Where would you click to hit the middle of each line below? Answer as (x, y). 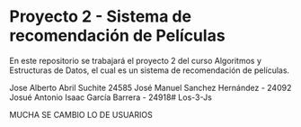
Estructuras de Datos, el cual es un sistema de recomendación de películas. (150, 70)
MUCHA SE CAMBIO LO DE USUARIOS (81, 114)
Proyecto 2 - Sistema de (100, 17)
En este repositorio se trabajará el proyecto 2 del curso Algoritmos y (136, 60)
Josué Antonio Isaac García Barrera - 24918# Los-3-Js (111, 97)
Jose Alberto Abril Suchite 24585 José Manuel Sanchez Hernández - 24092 (150, 87)
